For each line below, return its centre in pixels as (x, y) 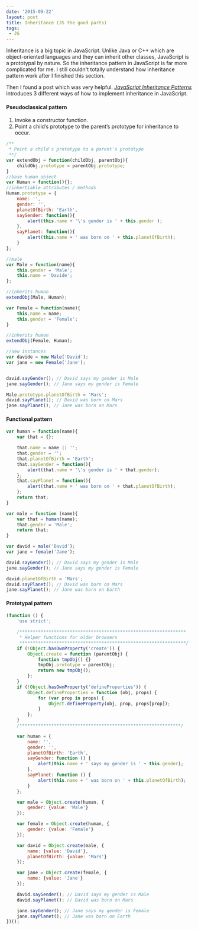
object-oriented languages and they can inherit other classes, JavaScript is (98, 57)
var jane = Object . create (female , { (62, 873)
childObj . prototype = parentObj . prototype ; (71, 166)
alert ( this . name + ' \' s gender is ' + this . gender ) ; (95, 221)
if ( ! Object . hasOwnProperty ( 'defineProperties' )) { (82, 687)
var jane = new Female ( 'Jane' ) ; (46, 362)
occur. (22, 133)
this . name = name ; (39, 314)
